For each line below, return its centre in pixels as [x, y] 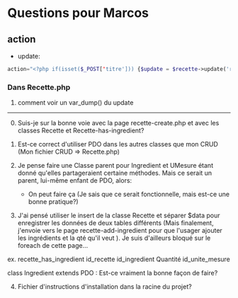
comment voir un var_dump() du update [75, 103]
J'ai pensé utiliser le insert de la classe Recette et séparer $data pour [119, 216]
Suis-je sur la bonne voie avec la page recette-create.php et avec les [118, 123]
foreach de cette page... [53, 246]
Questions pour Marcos [78, 13]
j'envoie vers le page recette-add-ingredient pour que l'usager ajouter [120, 231]
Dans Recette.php [39, 87]
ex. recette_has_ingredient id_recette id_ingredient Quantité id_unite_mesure [119, 259]
